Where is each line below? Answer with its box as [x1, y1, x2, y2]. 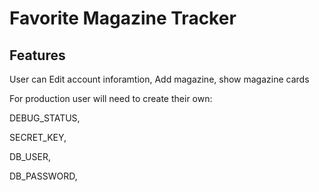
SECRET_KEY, [9, 132, 67, 143]
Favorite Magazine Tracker [9, 7, 237, 30]
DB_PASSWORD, [9, 170, 78, 182]
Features [9, 47, 66, 64]
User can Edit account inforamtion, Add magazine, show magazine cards [9, 73, 310, 85]
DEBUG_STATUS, [9, 112, 81, 124]
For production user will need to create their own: [9, 93, 213, 104]
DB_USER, [9, 151, 51, 162]
